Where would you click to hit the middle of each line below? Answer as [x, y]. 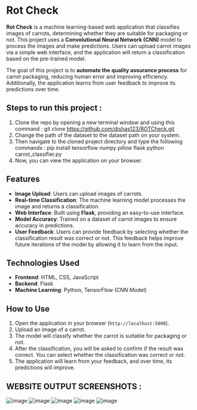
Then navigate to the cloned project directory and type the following [99, 141]
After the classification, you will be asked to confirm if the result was [99, 349]
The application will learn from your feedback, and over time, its [93, 361]
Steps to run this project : [54, 108]
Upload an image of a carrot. [50, 329]
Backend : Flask [34, 283]
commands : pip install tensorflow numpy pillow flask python [89, 147]
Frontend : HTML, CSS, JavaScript [57, 278]
